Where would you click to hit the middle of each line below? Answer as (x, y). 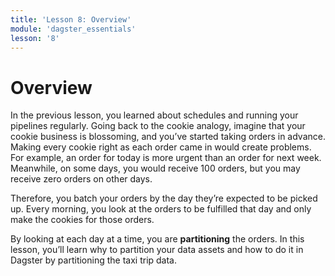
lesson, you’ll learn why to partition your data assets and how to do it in (157, 250)
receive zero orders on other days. (81, 179)
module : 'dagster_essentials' (73, 29)
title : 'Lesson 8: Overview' (71, 19)
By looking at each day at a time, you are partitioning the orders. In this (157, 239)
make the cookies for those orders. (82, 220)
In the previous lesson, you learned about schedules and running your (154, 115)
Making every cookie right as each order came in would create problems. (161, 147)
